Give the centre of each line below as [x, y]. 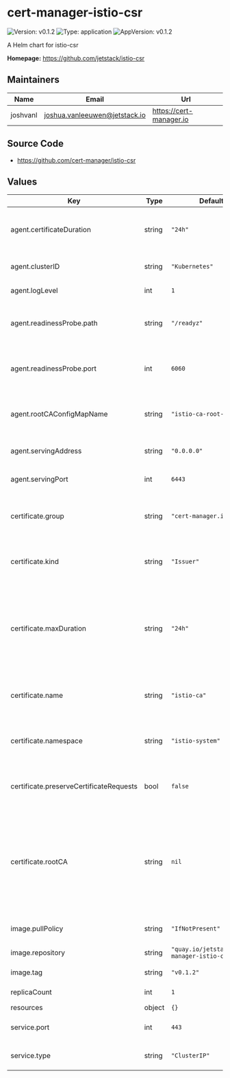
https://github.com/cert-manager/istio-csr [76, 160]
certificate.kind [35, 562]
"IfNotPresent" [195, 929]
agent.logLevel [34, 291]
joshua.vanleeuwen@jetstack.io [95, 115]
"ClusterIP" [190, 1056]
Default [212, 201]
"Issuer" [185, 562]
